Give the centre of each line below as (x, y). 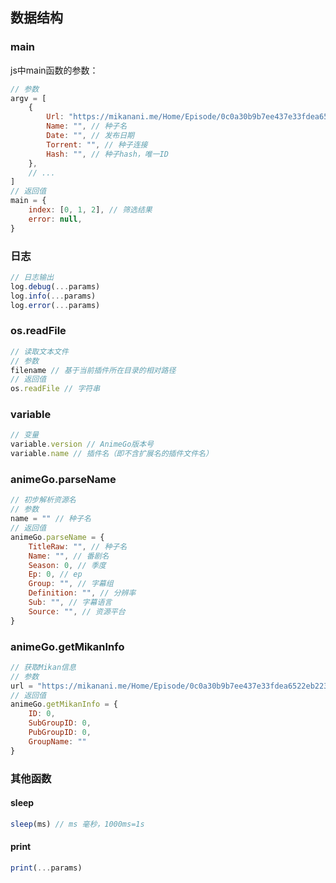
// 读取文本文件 (39, 351)
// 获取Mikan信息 (43, 667)
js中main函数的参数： (54, 70)
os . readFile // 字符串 (55, 389)
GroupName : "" (57, 741)
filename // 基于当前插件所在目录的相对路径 (93, 370)
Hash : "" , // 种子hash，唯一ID (107, 154)
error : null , (55, 219)
